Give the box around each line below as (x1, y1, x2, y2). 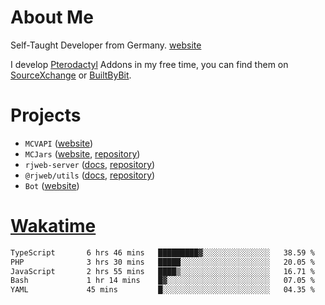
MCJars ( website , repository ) (24, 147, 141, 160)
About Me (10, 6, 94, 29)
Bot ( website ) (24, 179, 80, 191)
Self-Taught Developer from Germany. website (10, 39, 202, 51)
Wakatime (10, 215, 97, 238)
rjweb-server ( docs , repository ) (24, 158, 156, 170)
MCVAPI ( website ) (24, 137, 94, 149)
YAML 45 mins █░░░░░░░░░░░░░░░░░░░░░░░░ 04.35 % (10, 285, 315, 295)
